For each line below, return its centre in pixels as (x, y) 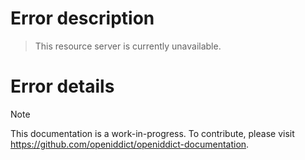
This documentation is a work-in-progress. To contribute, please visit (152, 133)
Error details (62, 86)
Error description (82, 18)
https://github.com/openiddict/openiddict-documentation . (130, 144)
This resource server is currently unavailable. (128, 46)
